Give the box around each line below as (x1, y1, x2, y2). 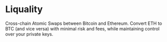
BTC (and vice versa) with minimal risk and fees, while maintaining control (5, 25, 160, 31)
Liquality (5, 4, 43, 15)
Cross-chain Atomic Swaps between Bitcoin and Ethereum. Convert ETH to (5, 20, 162, 26)
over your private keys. (5, 31, 53, 37)
